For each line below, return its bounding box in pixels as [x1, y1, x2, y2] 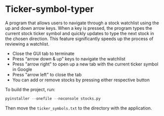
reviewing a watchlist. [5, 41, 50, 47]
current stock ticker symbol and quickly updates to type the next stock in [5, 30, 155, 36]
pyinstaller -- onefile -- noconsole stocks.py [5, 96, 101, 101]
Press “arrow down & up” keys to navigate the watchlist [12, 56, 125, 61]
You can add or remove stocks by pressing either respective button [12, 77, 150, 83]
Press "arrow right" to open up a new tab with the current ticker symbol [12, 61, 159, 67]
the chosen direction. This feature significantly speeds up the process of [5, 36, 154, 42]
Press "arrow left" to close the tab [12, 71, 82, 77]
